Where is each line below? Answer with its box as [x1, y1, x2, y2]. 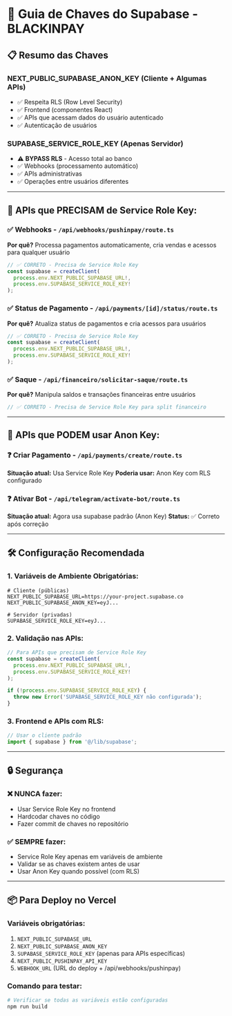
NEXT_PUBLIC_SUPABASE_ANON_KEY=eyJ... [7, 599, 119, 606]
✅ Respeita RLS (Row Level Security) [17, 97, 123, 106]
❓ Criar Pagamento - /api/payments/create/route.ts [7, 451, 183, 460]
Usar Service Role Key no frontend [17, 805, 116, 813]
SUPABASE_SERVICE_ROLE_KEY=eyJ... [7, 617, 107, 624]
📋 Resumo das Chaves [7, 49, 109, 61]
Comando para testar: [7, 981, 83, 990]
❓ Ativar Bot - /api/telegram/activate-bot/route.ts [7, 493, 181, 503]
